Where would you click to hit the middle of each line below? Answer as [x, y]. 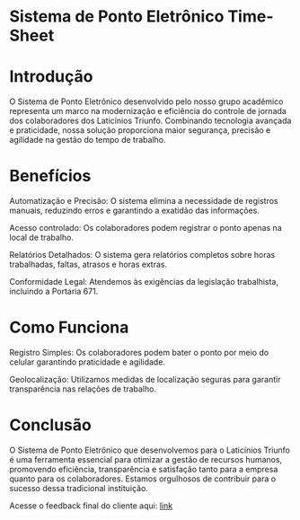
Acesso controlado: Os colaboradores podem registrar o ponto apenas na [146, 228]
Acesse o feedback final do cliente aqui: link [91, 506]
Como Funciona [69, 327]
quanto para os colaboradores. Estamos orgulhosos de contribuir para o [143, 479]
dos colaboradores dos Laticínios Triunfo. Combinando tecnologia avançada [150, 121]
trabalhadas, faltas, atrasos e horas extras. [88, 264]
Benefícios [50, 176]
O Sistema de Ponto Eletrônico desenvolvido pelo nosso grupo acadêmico [146, 101]
